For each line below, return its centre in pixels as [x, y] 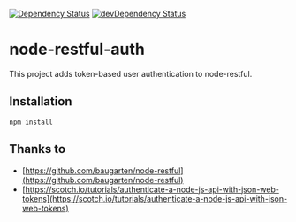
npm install [31, 122]
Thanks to [38, 149]
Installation [41, 102]
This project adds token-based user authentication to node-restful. [131, 73]
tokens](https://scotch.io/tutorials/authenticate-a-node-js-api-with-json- [155, 198]
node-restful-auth [77, 50]
